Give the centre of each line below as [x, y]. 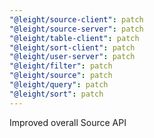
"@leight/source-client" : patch [76, 19]
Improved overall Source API [68, 122]
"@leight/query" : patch [59, 85]
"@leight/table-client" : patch [74, 38]
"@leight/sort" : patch [56, 94]
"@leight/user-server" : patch [72, 57]
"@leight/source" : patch [61, 76]
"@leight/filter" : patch [61, 66]
